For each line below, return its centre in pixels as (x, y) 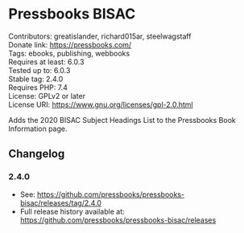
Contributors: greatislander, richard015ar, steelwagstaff (100, 36)
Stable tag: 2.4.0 (36, 79)
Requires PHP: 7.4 (38, 87)
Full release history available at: (72, 211)
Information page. (38, 129)
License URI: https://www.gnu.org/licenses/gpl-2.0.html (101, 104)
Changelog (37, 154)
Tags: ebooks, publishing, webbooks (69, 53)
